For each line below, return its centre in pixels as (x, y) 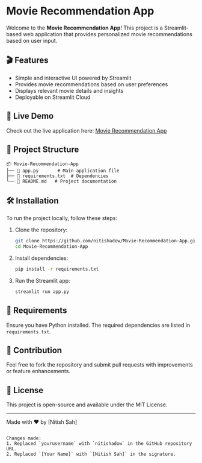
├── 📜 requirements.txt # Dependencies (58, 176)
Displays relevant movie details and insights (69, 90)
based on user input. (32, 40)
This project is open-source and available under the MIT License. (87, 405)
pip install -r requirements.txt (57, 269)
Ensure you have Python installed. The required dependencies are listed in (98, 325)
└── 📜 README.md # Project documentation (62, 181)
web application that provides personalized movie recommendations (108, 34)
